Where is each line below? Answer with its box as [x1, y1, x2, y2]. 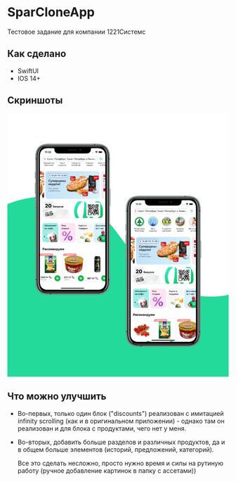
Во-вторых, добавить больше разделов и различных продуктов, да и [17, 438, 225, 446]
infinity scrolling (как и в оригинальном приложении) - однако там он [17, 417, 225, 425]
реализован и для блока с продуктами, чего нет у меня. [17, 424, 187, 433]
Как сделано [7, 48, 67, 60]
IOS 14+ [17, 74, 41, 82]
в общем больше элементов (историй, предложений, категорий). [17, 445, 214, 454]
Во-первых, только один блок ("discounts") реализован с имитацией [17, 409, 224, 417]
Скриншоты [7, 94, 63, 106]
